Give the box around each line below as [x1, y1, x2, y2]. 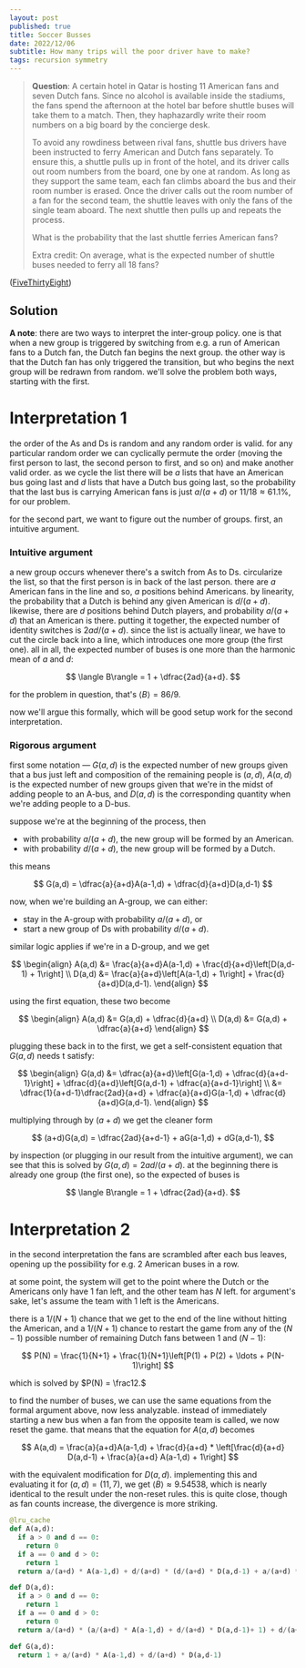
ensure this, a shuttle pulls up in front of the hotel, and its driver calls [31, 157, 290, 167]
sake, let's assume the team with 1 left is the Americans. [9, 1296, 219, 1307]
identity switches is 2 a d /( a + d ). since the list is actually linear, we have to [9, 625, 286, 636]
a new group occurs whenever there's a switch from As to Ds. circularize [9, 566, 283, 578]
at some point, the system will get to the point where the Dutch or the [9, 1276, 270, 1287]
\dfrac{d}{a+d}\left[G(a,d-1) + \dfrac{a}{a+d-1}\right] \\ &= [63, 1078, 282, 1089]
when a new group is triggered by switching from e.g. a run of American [9, 337, 280, 348]
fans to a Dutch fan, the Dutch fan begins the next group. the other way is [9, 347, 286, 358]
